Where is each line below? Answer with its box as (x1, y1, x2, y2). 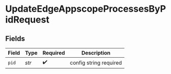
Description (81, 50, 111, 56)
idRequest (5, 14, 50, 26)
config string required (69, 59, 123, 66)
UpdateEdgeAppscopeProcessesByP (5, 3, 166, 15)
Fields (5, 34, 26, 43)
